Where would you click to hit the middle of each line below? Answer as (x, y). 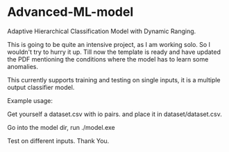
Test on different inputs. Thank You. (58, 141)
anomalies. (23, 66)
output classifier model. (41, 87)
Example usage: (30, 100)
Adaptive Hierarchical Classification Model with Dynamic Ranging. (102, 31)
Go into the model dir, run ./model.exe (61, 127)
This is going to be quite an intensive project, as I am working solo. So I (109, 44)
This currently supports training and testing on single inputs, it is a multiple (114, 79)
